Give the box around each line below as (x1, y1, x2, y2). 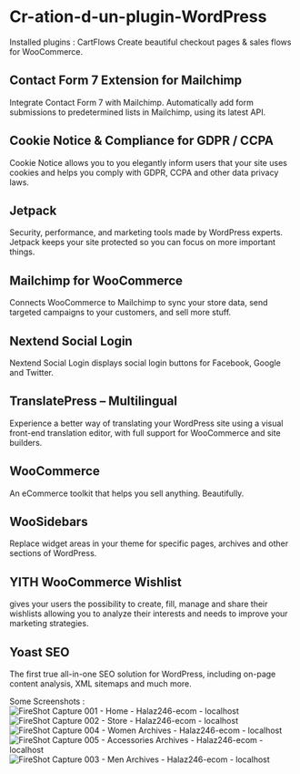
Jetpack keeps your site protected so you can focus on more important (9, 237, 275, 248)
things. (9, 246, 35, 257)
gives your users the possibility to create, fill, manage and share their (9, 599, 268, 610)
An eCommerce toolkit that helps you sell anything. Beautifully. (9, 488, 245, 499)
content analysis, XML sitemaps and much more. (9, 678, 193, 689)
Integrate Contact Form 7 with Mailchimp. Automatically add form (9, 97, 255, 108)
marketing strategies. (9, 618, 89, 629)
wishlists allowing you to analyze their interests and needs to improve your (9, 608, 288, 619)
